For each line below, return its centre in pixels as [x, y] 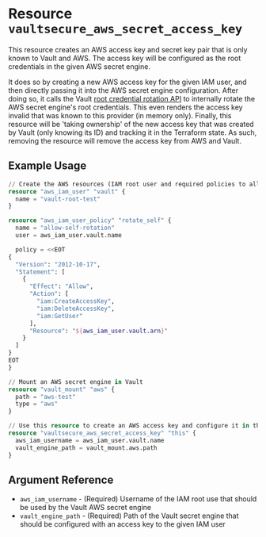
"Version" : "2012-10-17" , [58, 264]
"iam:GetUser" [60, 316]
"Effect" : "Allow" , [61, 286]
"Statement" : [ [40, 272]
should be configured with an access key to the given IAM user [122, 524]
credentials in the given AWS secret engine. [79, 66]
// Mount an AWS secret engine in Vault [76, 382]
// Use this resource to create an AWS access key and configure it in [129, 426]
